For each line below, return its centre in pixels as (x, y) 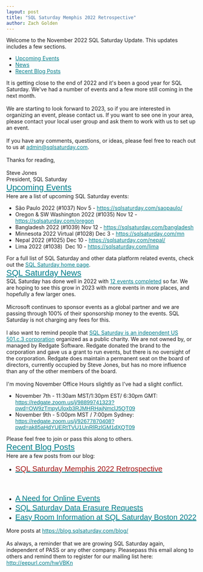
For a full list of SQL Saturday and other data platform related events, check (100, 258)
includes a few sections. (36, 47)
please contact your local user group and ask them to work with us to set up (101, 122)
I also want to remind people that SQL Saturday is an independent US (92, 333)
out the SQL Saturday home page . (48, 264)
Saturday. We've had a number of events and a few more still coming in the (100, 89)
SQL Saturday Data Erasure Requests (79, 508)
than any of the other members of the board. (62, 371)
